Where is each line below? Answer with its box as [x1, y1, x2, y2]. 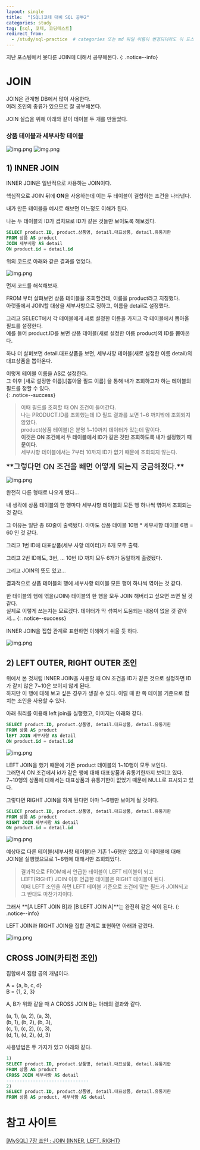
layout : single [6, 8, 44, 15]
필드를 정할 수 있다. [6, 385, 51, 392]
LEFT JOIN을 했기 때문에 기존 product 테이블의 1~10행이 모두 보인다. [6, 761, 167, 768]
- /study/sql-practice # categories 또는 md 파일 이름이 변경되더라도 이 [11, 36, 183, 42]
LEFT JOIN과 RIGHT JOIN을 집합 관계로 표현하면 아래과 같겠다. [6, 922, 154, 929]
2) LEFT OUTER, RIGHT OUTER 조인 [6, 658, 137, 668]
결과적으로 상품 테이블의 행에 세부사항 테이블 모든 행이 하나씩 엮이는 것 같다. [6, 579, 183, 587]
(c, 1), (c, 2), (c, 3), [6, 1025, 52, 1032]
